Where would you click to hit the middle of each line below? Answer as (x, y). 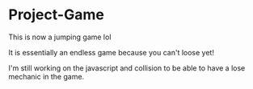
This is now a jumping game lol (60, 37)
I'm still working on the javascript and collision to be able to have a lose (127, 68)
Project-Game (57, 15)
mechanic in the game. (46, 76)
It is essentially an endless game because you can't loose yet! (111, 52)
